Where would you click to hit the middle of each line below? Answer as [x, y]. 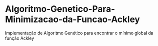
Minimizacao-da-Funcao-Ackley [73, 19]
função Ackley [20, 38]
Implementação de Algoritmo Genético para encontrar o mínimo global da [79, 33]
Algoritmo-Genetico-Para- [60, 9]
